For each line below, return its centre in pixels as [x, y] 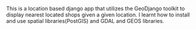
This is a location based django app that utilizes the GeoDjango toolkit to [96, 9]
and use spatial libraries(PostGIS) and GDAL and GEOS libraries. [85, 21]
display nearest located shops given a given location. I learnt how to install [98, 15]
